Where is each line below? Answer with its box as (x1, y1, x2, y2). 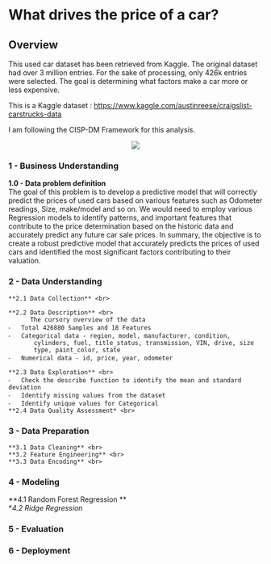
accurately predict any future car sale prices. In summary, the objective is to (8, 230, 261, 240)
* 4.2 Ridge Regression (8, 503, 83, 513)
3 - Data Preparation (8, 425, 90, 436)
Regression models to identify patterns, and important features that (8, 213, 232, 223)
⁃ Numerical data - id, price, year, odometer (8, 354, 173, 362)
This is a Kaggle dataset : (8, 101, 93, 110)
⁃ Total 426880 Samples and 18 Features (8, 323, 152, 332)
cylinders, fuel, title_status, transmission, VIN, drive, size (33, 339, 254, 347)
